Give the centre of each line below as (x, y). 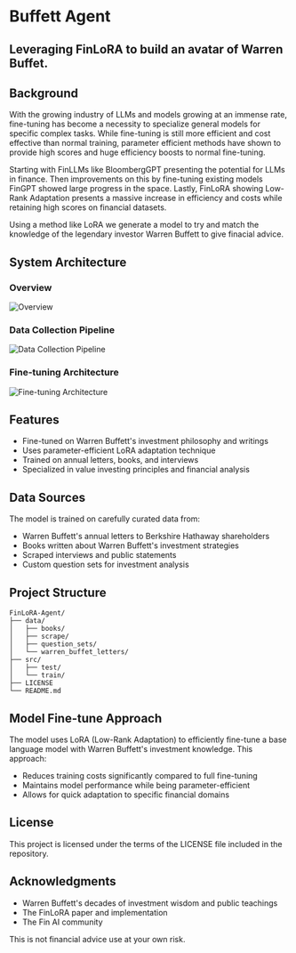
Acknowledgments (63, 881)
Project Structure (58, 592)
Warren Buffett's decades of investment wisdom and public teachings (150, 903)
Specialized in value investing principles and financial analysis (136, 470)
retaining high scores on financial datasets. (88, 207)
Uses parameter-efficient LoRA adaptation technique (119, 450)
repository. (29, 853)
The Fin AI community (63, 922)
